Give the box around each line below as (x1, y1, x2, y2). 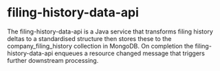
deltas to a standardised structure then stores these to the (7, 34, 172, 42)
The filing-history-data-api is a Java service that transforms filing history (7, 27, 213, 35)
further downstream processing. (7, 56, 99, 64)
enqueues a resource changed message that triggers (54, 49, 205, 57)
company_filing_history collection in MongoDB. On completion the (7, 42, 194, 50)
